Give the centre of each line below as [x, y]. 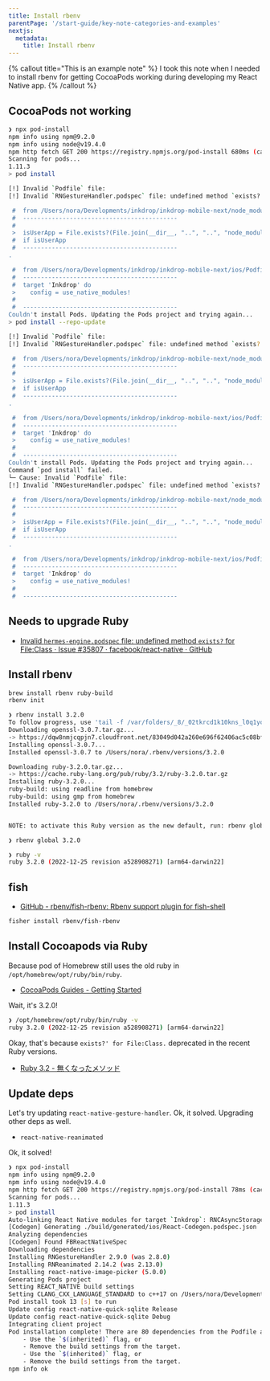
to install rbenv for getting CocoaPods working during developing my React [133, 77]
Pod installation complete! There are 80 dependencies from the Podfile [133, 1332]
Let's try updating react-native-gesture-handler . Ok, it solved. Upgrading [131, 1113]
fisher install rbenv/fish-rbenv [64, 921]
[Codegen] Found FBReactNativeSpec [68, 1242]
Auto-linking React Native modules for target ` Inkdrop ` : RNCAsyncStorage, [138, 1220]
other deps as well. [40, 1122]
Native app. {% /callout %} [53, 86]
